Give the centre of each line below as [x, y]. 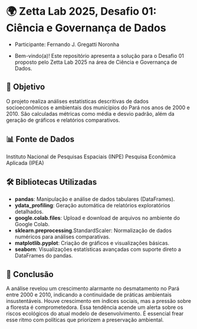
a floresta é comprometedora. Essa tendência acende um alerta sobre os [95, 307]
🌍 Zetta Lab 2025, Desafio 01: [81, 12]
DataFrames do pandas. [44, 256]
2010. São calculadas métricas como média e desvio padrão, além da [91, 113]
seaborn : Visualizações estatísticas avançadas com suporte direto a [98, 249]
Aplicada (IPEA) [25, 162]
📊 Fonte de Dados [40, 139]
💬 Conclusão [30, 274]
